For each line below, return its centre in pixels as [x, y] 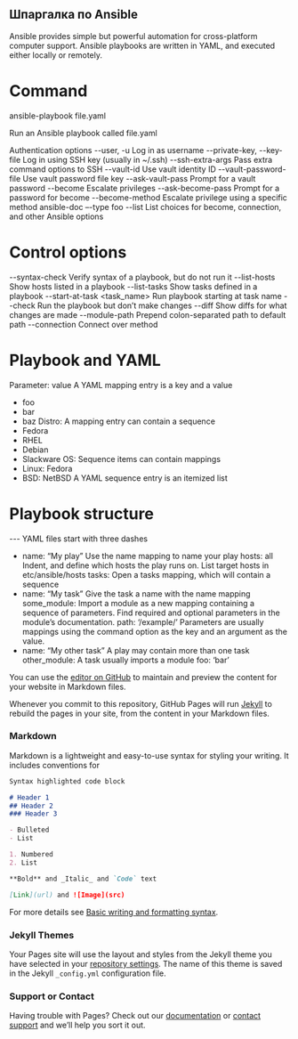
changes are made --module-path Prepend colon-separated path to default [148, 314]
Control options [68, 252]
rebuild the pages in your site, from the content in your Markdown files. [139, 713]
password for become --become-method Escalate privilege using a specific [148, 197]
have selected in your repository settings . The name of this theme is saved [146, 963]
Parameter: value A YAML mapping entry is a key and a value [121, 385]
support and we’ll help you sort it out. [77, 1025]
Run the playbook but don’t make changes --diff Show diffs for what [162, 305]
